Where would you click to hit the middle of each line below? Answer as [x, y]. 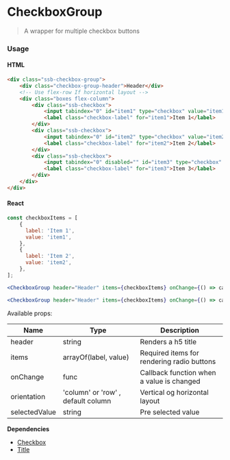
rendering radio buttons [178, 361]
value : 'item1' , [48, 237]
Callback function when [178, 372]
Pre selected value [170, 412]
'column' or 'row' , [92, 392]
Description [180, 330]
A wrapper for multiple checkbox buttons [82, 31]
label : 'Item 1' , [50, 230]
